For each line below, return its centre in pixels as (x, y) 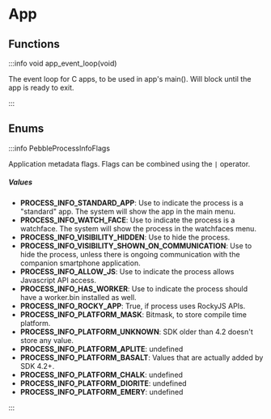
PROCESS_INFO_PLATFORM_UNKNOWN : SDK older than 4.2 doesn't (136, 332)
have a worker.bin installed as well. (78, 297)
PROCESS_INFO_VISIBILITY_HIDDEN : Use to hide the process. (125, 237)
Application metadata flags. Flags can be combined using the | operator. (129, 163)
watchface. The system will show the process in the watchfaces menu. (138, 228)
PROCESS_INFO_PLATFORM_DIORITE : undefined (104, 383)
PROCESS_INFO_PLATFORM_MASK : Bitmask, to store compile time (133, 314)
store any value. (47, 340)
